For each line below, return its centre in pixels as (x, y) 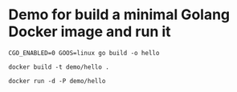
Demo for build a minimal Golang (119, 15)
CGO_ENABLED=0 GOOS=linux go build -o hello (84, 53)
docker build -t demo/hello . (59, 67)
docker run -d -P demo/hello (57, 81)
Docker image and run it (90, 32)
